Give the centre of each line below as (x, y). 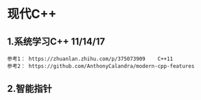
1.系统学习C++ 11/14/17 (56, 41)
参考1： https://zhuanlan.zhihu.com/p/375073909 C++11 (90, 59)
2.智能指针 (30, 89)
